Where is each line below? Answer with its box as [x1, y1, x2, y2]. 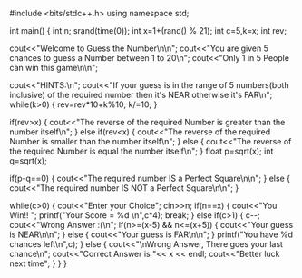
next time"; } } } [9, 258, 68, 269]
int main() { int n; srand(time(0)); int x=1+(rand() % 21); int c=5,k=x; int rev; [9, 25, 287, 35]
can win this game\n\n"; [9, 63, 98, 73]
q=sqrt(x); [9, 155, 47, 166]
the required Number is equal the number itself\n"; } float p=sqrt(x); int [9, 145, 274, 156]
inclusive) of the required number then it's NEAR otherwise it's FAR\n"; [9, 90, 273, 100]
